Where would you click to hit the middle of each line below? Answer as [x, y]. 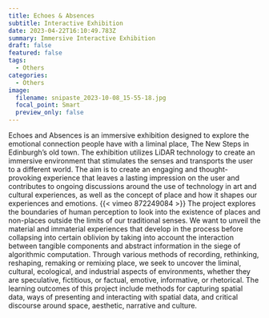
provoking [25, 178]
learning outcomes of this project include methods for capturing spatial [126, 288]
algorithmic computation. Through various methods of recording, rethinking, [134, 254]
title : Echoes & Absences [51, 16]
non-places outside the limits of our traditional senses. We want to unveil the [134, 220]
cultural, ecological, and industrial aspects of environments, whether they [129, 272]
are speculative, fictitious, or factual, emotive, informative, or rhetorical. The [134, 280]
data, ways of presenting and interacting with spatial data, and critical [123, 297]
